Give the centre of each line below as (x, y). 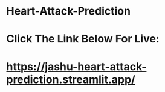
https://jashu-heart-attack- (76, 66)
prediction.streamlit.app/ (71, 79)
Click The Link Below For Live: (83, 39)
